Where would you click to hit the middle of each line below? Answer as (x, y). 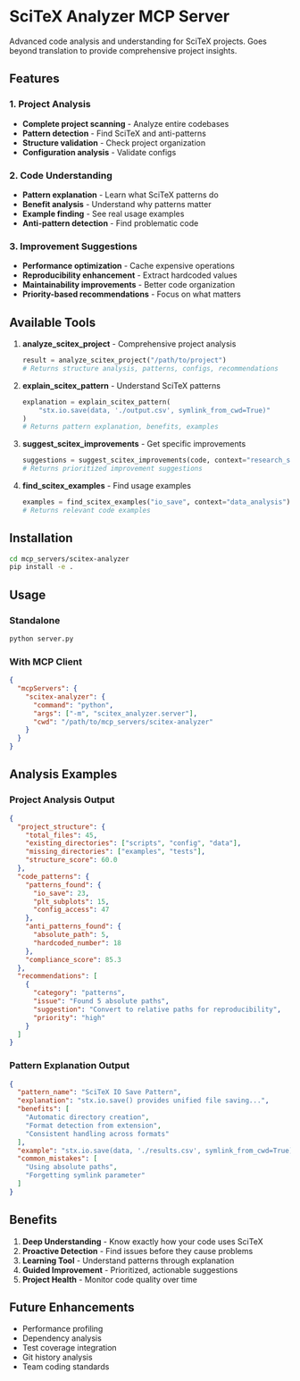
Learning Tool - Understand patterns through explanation (128, 1260)
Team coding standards (66, 1367)
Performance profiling (62, 1329)
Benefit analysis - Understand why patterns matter (117, 204)
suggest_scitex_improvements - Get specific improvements (134, 444)
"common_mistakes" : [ (58, 1159)
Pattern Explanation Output (70, 1066)
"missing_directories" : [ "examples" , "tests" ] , (115, 852)
